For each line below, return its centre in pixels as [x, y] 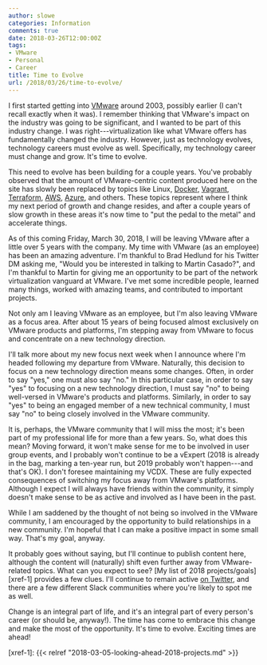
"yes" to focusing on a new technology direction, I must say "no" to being [129, 388]
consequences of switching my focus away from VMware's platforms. [123, 480]
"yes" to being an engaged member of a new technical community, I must [129, 405]
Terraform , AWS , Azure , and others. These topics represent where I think [128, 197]
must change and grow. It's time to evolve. [78, 156]
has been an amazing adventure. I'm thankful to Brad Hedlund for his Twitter [133, 255]
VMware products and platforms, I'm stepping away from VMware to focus [131, 330]
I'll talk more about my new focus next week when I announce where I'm [127, 354]
